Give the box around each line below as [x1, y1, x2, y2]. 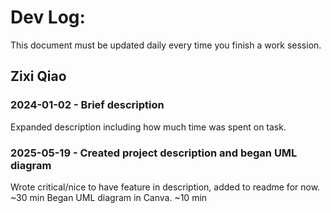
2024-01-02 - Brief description [10, 98, 165, 112]
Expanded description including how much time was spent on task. [10, 121, 287, 133]
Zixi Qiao [10, 68, 67, 85]
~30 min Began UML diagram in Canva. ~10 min [10, 191, 208, 203]
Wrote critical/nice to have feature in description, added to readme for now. [10, 181, 321, 193]
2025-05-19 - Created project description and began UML [10, 146, 298, 160]
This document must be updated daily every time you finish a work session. [10, 39, 322, 51]
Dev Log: [10, 6, 86, 29]
